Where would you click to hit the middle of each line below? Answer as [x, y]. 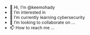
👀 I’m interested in [28, 12]
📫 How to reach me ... [32, 28]
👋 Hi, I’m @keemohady [32, 7]
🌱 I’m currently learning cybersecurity [47, 17]
